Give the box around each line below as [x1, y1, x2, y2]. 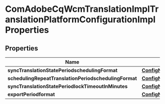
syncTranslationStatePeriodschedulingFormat [7, 67, 118, 73]
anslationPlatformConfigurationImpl [5, 14, 156, 25]
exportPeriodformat [7, 91, 55, 98]
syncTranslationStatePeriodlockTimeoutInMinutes [7, 83, 128, 90]
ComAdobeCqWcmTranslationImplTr [5, 3, 159, 15]
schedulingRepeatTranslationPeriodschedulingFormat [7, 75, 137, 82]
